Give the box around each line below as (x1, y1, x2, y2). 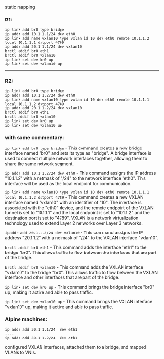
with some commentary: (5, 134, 64, 141)
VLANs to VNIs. (5, 349, 37, 356)
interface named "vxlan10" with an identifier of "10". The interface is (5, 199, 142, 205)
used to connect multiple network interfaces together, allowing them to (5, 155, 148, 161)
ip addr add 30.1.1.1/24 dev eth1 (5, 327, 78, 332)
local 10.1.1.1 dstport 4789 (5, 40, 64, 45)
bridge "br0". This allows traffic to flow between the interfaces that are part (5, 249, 157, 255)
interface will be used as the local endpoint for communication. (5, 180, 132, 186)
